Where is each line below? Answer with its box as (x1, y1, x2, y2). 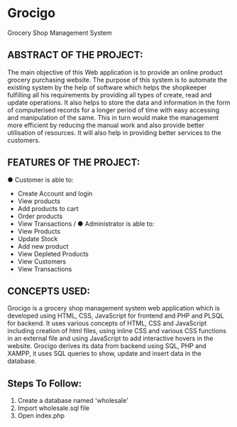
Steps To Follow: (7, 377, 82, 389)
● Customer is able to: (7, 175, 74, 184)
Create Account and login (17, 189, 93, 198)
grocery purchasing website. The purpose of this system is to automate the (7, 75, 228, 84)
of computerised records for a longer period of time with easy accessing (7, 105, 220, 114)
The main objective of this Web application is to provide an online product (7, 67, 224, 76)
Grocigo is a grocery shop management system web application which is (7, 304, 220, 313)
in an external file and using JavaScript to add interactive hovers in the (7, 334, 214, 342)
